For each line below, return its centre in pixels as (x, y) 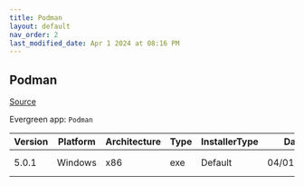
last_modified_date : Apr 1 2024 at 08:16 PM (95, 43)
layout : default (40, 26)
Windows (77, 162)
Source (23, 102)
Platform (77, 142)
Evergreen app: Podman (51, 120)
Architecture (133, 142)
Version (31, 142)
